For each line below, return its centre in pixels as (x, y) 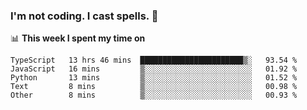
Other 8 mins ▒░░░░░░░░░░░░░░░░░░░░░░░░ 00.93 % (154, 95)
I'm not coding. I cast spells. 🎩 (84, 16)
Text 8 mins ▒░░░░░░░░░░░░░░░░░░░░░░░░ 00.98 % (154, 87)
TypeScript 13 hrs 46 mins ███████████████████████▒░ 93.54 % (154, 60)
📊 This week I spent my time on (78, 38)
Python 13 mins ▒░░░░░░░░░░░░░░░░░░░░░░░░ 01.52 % (154, 78)
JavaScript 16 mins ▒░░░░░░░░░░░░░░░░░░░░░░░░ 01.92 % (154, 69)
